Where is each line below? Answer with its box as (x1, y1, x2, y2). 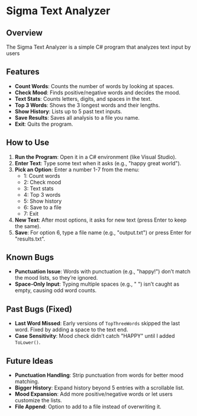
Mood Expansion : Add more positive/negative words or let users (14, 391, 173, 398)
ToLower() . (14, 339, 41, 346)
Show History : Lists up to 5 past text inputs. (14, 108, 122, 115)
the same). (14, 222, 41, 229)
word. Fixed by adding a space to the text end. (14, 326, 128, 333)
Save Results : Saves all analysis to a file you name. (14, 114, 140, 121)
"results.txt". (14, 235, 46, 242)
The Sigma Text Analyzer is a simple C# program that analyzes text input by (6, 43, 191, 50)
